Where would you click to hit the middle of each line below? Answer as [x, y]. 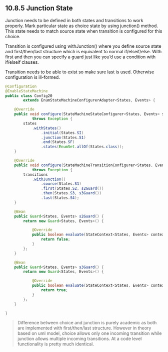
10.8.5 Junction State [39, 8]
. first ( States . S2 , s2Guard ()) [72, 189]
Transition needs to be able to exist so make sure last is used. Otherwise [80, 72]
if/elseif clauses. [22, 62]
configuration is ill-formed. [32, 77]
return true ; [54, 290]
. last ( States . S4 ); [60, 198]
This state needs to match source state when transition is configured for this [84, 31]
